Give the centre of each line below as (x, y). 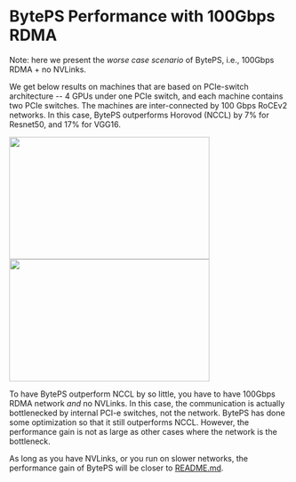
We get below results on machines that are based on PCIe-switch (129, 86)
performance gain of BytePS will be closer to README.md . (116, 468)
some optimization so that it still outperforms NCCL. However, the (129, 422)
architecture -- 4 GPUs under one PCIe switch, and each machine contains (146, 96)
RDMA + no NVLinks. (48, 69)
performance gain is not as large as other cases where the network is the (143, 431)
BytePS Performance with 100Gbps (142, 16)
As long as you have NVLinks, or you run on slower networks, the (129, 458)
